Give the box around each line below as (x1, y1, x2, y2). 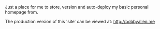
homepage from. (5, 9, 39, 15)
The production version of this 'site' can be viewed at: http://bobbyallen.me (5, 19, 155, 24)
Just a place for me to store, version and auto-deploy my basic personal (5, 4, 149, 10)
